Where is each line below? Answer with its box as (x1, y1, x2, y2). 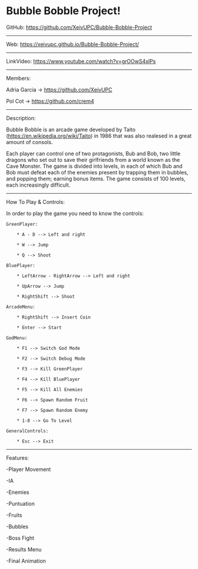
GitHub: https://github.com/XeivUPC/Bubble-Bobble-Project (6, 24, 152, 31)
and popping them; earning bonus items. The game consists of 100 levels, (6, 175, 186, 182)
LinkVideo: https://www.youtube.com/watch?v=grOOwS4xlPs (6, 57, 156, 64)
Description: (6, 114, 36, 122)
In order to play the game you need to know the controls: (6, 210, 144, 217)
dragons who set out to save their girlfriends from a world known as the (6, 156, 180, 163)
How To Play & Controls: (6, 198, 65, 205)
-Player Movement (6, 466, 51, 473)
